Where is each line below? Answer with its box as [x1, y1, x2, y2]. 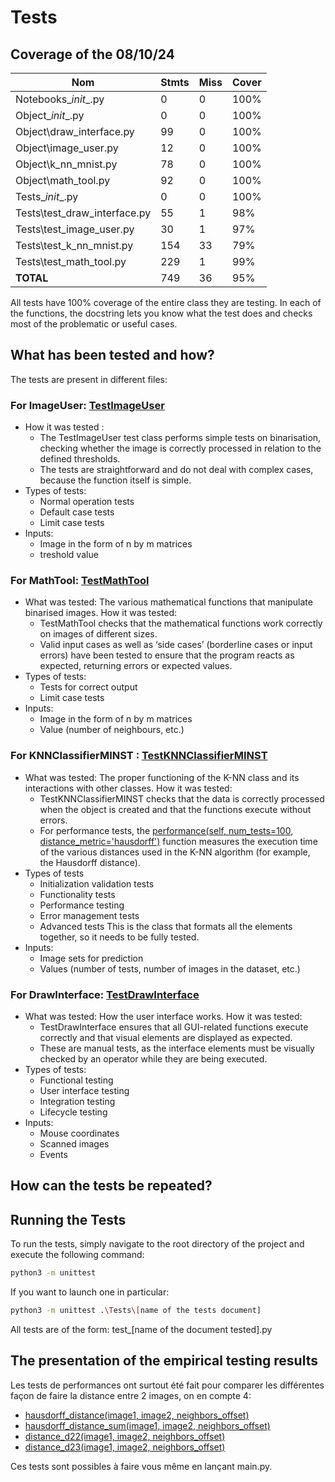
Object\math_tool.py [15, 174, 111, 187]
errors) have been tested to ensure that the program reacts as [39, 649, 295, 661]
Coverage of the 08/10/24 [10, 46, 175, 63]
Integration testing [39, 1096, 116, 1107]
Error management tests [39, 909, 140, 921]
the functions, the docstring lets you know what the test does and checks [10, 307, 313, 319]
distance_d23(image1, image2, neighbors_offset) [24, 1441, 226, 1453]
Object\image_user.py [15, 141, 119, 155]
